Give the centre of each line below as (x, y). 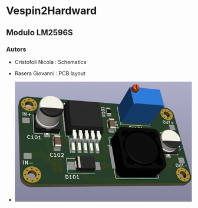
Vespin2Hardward (52, 11)
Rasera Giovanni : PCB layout (50, 73)
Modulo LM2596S (40, 33)
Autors (16, 49)
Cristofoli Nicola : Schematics (50, 62)
